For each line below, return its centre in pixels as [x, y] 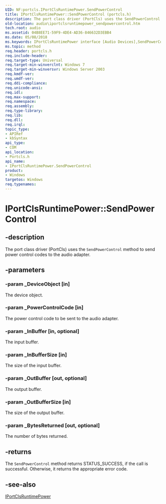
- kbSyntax [16, 138]
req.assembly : [20, 106]
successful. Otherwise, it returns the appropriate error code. [66, 469]
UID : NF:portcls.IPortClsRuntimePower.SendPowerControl [64, 10]
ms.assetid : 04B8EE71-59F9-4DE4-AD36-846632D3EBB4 [58, 33]
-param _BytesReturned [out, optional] [53, 425]
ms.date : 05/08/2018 [26, 38]
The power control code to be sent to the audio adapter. [62, 318]
